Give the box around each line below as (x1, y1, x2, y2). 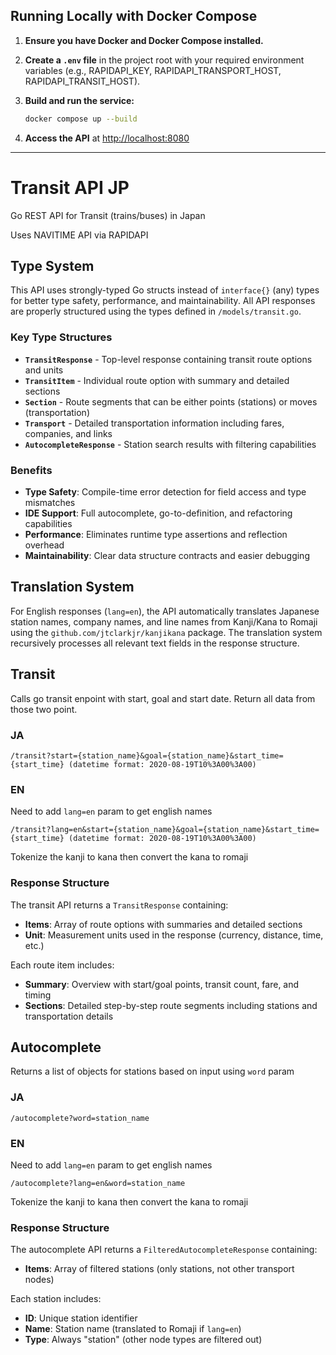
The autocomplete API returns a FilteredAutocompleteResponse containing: (10, 1244, 318, 1256)
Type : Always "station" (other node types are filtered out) (24, 1334, 263, 1346)
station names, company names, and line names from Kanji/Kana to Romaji (10, 615, 318, 628)
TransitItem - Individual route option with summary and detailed (24, 374, 290, 386)
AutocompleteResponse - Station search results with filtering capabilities (24, 438, 317, 450)
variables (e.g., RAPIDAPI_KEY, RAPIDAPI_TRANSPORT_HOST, (24, 64, 282, 76)
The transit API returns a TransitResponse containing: (10, 899, 229, 911)
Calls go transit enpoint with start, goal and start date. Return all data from (10, 692, 316, 704)
